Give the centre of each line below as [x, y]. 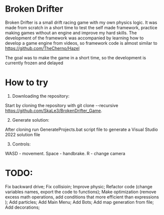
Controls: [21, 144]
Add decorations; [22, 207]
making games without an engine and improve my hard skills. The [71, 33]
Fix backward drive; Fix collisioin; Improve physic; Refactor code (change [79, 186]
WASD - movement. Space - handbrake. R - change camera [65, 153]
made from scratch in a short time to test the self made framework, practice [81, 27]
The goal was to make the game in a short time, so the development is [76, 57]
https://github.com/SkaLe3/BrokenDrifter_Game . [54, 110]
